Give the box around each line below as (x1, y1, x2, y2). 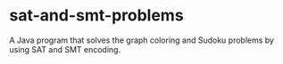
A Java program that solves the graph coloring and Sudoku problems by (9, 35, 275, 45)
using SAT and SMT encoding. (9, 44, 121, 54)
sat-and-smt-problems (9, 5, 185, 26)
